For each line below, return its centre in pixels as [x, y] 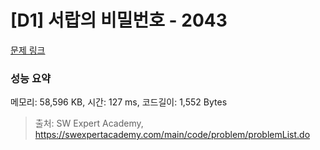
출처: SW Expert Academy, [89, 123]
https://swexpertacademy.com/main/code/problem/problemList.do [172, 135]
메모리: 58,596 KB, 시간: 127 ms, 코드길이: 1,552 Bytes [119, 102]
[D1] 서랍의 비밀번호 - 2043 [119, 20]
